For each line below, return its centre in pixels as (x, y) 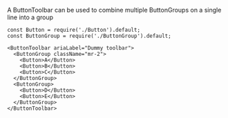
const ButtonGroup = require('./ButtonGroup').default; (89, 36)
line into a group (30, 17)
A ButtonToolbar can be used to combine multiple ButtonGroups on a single (114, 10)
